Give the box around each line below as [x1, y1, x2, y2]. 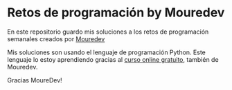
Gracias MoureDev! [7, 76, 62, 84]
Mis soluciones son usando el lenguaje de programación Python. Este [7, 48, 206, 56]
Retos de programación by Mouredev [7, 5, 225, 21]
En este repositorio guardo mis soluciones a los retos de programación [7, 27, 209, 36]
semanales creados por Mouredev [7, 34, 105, 43]
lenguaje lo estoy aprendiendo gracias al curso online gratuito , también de [7, 55, 220, 63]
